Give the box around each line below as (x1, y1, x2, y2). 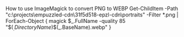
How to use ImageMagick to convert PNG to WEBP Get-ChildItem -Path (5, 5, 179, 12)
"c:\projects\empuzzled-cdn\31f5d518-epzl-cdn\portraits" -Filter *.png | (5, 11, 179, 18)
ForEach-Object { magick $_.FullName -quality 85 (5, 18, 126, 24)
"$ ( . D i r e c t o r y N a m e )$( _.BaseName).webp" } (5, 23, 112, 32)
